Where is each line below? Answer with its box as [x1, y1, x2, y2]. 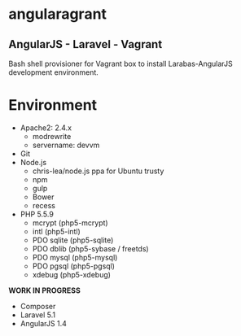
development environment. [8, 68, 99, 77]
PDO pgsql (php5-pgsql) [32, 261, 116, 271]
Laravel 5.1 [20, 310, 56, 320]
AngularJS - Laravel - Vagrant [8, 37, 163, 51]
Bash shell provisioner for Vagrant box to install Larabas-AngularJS [8, 59, 234, 68]
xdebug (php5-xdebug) [32, 269, 112, 279]
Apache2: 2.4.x [20, 123, 72, 133]
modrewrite [32, 131, 72, 141]
